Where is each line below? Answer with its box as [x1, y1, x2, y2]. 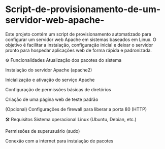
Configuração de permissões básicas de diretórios [5, 86, 111, 92]
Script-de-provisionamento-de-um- [5, 4, 161, 15]
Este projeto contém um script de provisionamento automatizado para [5, 31, 151, 37]
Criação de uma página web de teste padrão [5, 96, 98, 102]
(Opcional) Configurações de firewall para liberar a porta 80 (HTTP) [5, 106, 147, 112]
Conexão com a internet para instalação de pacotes [5, 138, 114, 144]
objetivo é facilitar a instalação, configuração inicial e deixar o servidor [5, 42, 153, 48]
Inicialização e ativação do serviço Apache [5, 77, 95, 83]
